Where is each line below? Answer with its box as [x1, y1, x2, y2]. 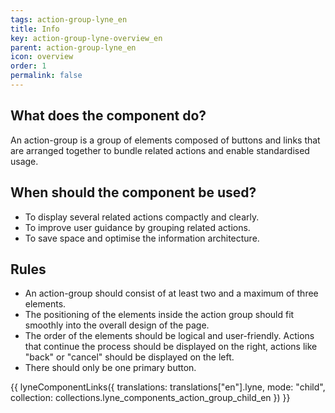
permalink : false [10, 71, 83, 81]
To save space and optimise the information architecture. [24, 232, 260, 244]
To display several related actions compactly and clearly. [24, 211, 260, 223]
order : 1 [10, 61, 47, 71]
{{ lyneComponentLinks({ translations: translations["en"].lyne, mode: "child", [10, 381, 326, 393]
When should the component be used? [10, 184, 257, 201]
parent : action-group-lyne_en [10, 42, 137, 53]
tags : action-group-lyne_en [10, 14, 128, 25]
